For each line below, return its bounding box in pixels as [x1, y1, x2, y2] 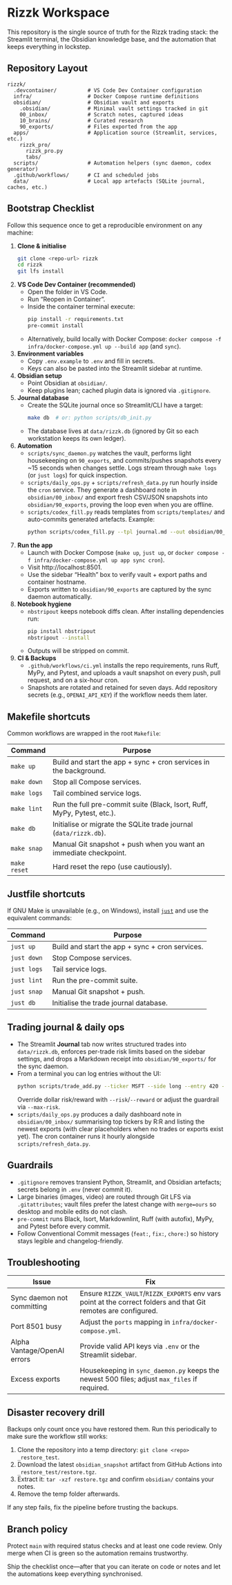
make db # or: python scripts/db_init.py [27, 414, 152, 421]
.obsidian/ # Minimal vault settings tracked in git [19, 105, 209, 112]
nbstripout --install [27, 634, 90, 641]
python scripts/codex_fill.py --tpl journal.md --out [27, 528, 186, 535]
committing [10, 1302, 48, 1312]
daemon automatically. [27, 592, 93, 601]
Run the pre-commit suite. [52, 975, 138, 985]
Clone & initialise [17, 241, 67, 250]
